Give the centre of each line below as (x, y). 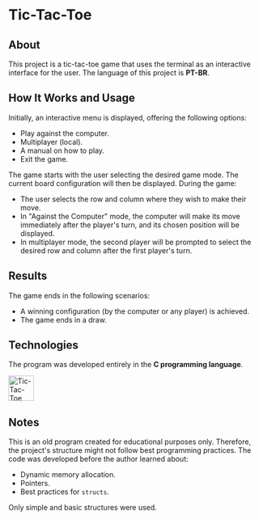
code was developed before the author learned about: (98, 459)
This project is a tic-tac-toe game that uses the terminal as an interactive (129, 64)
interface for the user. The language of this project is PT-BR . (109, 73)
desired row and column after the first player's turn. (106, 250)
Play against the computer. (64, 133)
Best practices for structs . (64, 492)
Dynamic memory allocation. (68, 475)
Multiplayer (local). (51, 142)
